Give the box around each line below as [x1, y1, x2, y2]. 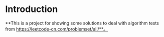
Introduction [5, 3, 58, 15]
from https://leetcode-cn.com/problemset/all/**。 [5, 26, 108, 32]
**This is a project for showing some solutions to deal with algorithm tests [5, 20, 159, 26]
